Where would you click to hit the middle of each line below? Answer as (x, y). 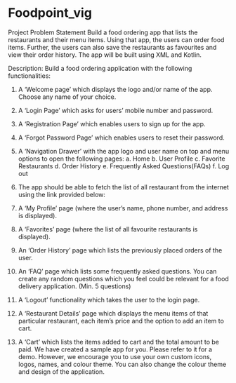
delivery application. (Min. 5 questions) (74, 286)
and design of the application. (61, 371)
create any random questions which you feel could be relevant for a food (123, 278)
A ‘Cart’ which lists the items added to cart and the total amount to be (119, 342)
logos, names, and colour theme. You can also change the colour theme (122, 364)
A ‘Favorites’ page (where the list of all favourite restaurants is (108, 229)
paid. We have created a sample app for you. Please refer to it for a (115, 349)
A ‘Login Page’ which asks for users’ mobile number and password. (116, 110)
